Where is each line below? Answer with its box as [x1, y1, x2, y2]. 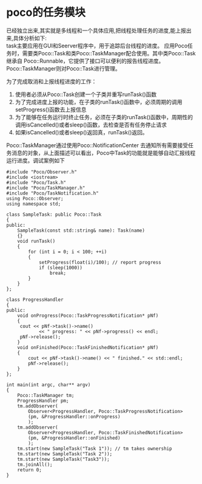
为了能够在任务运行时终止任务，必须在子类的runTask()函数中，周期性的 [15, 113, 193, 120]
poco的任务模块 [6, 5, 86, 19]
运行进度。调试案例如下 [6, 156, 65, 164]
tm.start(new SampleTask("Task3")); [17, 456, 110, 462]
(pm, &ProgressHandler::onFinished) [28, 435, 121, 441]
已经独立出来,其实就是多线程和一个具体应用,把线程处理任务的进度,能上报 [6, 27, 187, 34]
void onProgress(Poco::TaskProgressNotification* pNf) [17, 313, 159, 319]
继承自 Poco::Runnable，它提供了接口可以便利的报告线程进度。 [6, 57, 164, 64]
